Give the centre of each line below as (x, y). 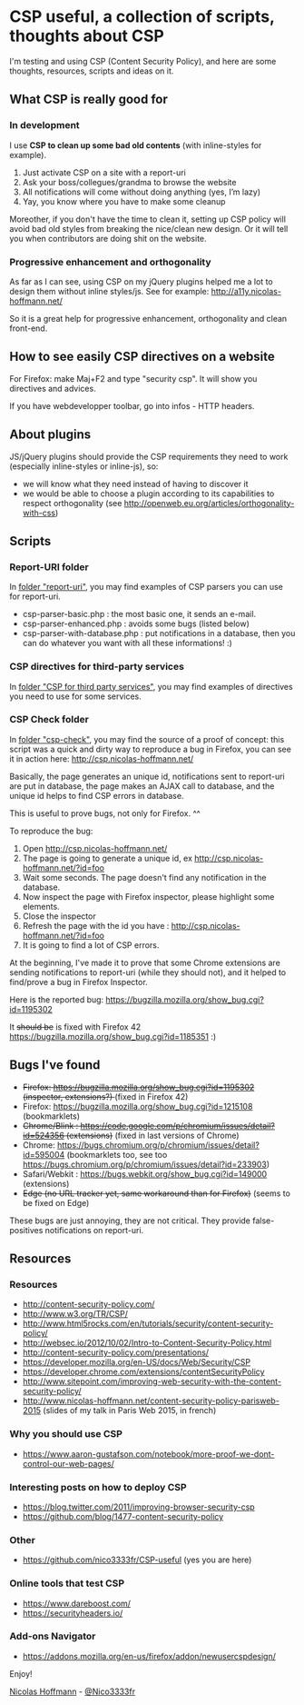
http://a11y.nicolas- (246, 291)
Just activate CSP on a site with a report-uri (104, 172)
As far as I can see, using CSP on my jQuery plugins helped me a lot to (142, 281)
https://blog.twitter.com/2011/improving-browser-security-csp (139, 1507)
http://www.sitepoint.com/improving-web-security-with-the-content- (152, 1381)
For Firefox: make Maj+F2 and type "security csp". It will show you (133, 378)
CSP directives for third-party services (97, 667)
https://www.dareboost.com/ (77, 1603)
